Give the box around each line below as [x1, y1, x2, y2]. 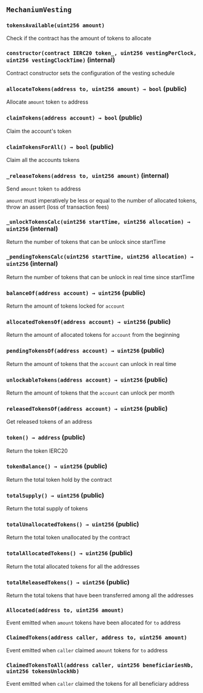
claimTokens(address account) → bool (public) [6, 113, 142, 122]
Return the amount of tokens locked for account [6, 302, 125, 309]
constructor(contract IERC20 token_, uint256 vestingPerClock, [6, 49, 197, 56]
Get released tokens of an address [6, 418, 93, 425]
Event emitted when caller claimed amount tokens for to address [6, 646, 168, 654]
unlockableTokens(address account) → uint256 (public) [6, 375, 168, 384]
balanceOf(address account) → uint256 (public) [6, 288, 146, 297]
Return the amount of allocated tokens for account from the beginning [6, 331, 180, 339]
